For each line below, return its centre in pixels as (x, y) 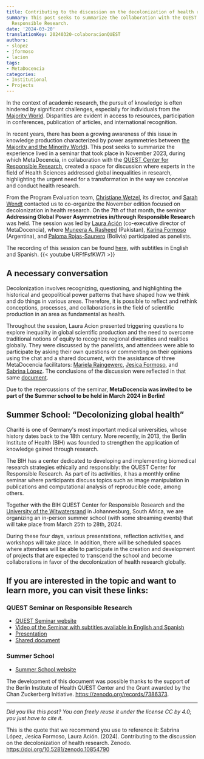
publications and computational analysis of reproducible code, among (93, 487)
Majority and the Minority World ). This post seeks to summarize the (90, 147)
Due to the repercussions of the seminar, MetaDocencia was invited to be (99, 389)
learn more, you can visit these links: (77, 591)
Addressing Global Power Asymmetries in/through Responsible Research (101, 217)
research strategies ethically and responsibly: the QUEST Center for (91, 467)
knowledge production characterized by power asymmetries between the (98, 140)
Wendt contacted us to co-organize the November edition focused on (93, 204)
